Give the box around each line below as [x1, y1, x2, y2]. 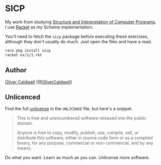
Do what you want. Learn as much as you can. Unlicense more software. [5, 155, 150, 161]
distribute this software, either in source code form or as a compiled [16, 135, 153, 141]
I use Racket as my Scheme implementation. [5, 24, 94, 30]
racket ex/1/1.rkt [5, 52, 42, 57]
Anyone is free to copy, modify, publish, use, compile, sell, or [16, 130, 139, 136]
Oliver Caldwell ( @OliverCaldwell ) [5, 79, 73, 85]
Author [5, 66, 27, 74]
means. [16, 145, 32, 151]
